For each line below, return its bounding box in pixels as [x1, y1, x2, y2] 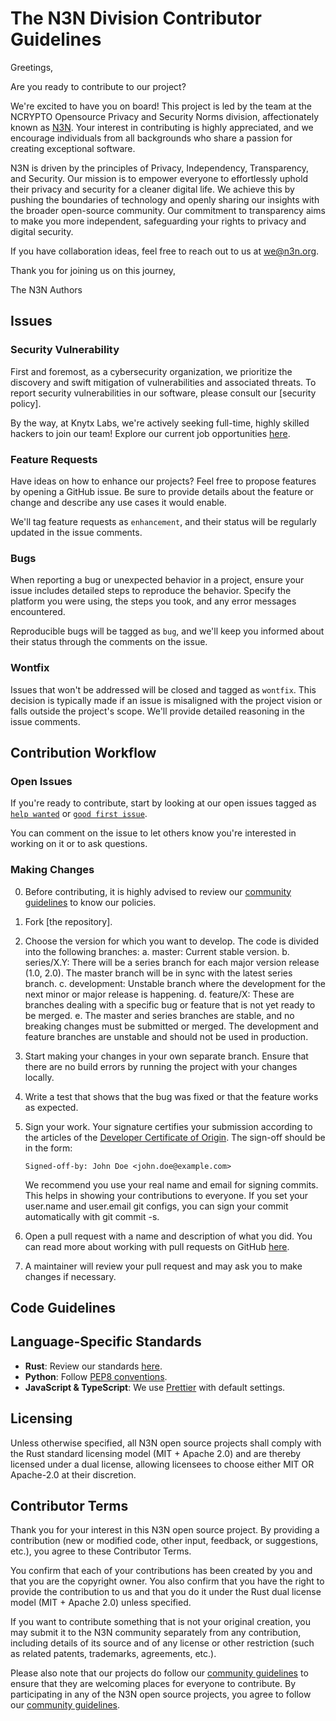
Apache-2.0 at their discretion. [10, 1468, 137, 1481]
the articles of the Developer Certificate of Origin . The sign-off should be [24, 1131, 326, 1143]
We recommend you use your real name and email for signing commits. [24, 1178, 319, 1191]
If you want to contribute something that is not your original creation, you [10, 1616, 311, 1628]
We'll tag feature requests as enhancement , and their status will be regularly [10, 515, 317, 527]
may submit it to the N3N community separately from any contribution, [10, 1627, 302, 1639]
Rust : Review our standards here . [24, 1360, 163, 1372]
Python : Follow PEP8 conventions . [24, 1370, 168, 1382]
